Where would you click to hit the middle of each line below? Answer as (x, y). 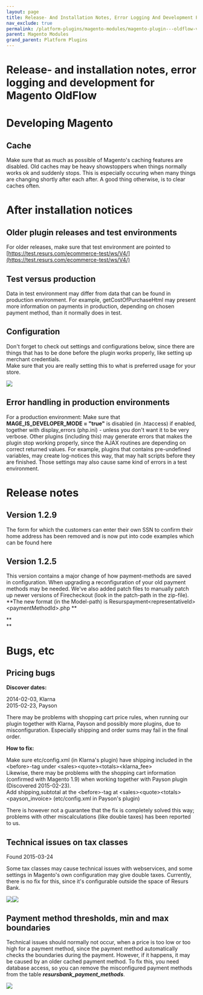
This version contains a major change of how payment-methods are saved (99, 576)
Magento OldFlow (52, 96)
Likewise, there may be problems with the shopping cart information (91, 773)
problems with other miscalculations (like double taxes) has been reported (99, 817)
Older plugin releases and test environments (92, 233)
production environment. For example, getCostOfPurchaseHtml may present (101, 300)
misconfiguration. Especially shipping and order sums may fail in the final (97, 730)
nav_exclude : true (29, 23)
